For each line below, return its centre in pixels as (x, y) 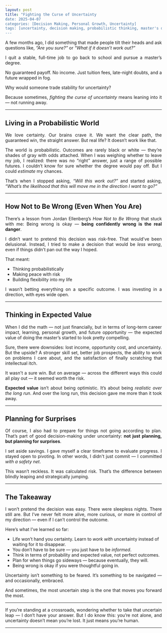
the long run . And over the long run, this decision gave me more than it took (83, 393)
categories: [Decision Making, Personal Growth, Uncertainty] (71, 24)
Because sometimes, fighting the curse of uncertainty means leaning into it (83, 97)
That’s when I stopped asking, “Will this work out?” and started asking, (83, 181)
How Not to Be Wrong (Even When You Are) (74, 207)
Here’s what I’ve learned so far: (37, 530)
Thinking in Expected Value (48, 315)
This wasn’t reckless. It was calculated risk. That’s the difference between (83, 471)
